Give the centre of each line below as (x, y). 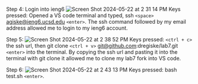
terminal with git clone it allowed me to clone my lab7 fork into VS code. (94, 58)
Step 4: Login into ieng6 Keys (93, 9)
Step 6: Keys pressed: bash (92, 70)
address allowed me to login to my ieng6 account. (67, 28)
